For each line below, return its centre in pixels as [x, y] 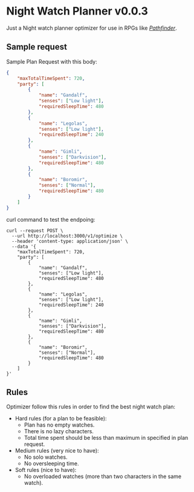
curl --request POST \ [35, 231]
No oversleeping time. [51, 464]
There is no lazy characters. [59, 431]
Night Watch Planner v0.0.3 [77, 11]
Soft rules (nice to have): [46, 470]
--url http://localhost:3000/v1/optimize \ [67, 236]
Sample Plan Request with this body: [52, 61]
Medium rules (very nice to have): [57, 451]
